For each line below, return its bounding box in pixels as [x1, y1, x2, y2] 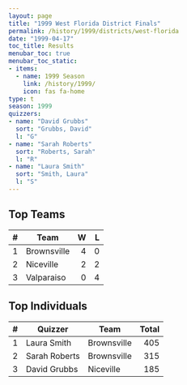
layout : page [8, 11, 53, 20]
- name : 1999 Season [15, 72, 85, 80]
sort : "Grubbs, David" [15, 125, 92, 133]
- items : [8, 65, 38, 73]
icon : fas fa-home [23, 87, 85, 96]
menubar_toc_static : [8, 58, 79, 66]
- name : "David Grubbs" [8, 118, 89, 126]
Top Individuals [8, 299, 87, 313]
